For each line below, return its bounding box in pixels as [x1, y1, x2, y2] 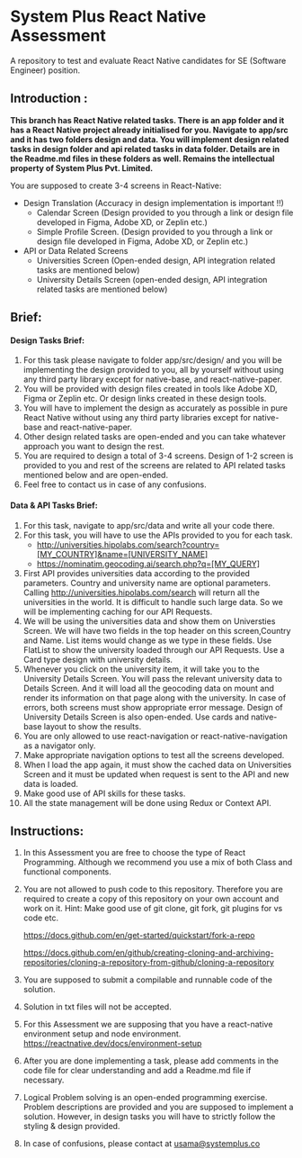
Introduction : [10, 91, 88, 106]
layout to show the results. [43, 720, 142, 731]
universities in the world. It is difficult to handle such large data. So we [22, 596, 284, 607]
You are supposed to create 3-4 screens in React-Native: [10, 180, 222, 191]
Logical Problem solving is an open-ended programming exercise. [22, 1092, 268, 1103]
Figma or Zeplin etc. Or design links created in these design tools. [22, 394, 267, 404]
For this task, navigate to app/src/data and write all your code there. [22, 520, 275, 530]
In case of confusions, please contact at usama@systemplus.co [22, 1138, 261, 1149]
